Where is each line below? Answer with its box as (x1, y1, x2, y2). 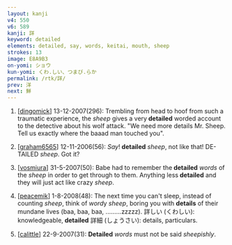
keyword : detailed (7, 36, 61, 43)
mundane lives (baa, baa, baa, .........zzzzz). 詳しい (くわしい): (17, 207, 195, 216)
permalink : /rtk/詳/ (7, 74, 66, 82)
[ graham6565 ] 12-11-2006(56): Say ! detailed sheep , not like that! (17, 143, 204, 151)
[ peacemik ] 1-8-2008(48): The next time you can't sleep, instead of (17, 192, 212, 200)
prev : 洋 (7, 81, 31, 88)
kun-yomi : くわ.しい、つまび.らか (7, 68, 97, 75)
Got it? (61, 150, 80, 159)
